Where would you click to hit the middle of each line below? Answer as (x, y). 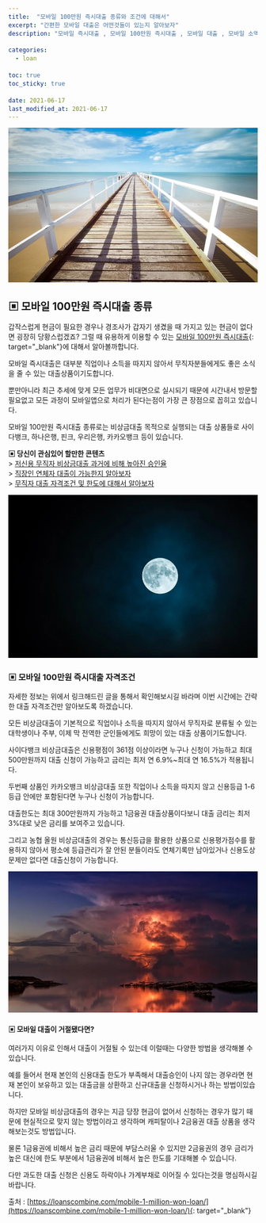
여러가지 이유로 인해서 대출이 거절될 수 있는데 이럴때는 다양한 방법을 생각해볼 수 (131, 1048)
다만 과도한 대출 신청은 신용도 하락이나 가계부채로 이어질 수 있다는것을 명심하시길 (133, 1175)
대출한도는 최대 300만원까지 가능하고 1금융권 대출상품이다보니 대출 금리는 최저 (129, 813)
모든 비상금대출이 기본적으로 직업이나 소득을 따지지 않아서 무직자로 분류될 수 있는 (133, 723)
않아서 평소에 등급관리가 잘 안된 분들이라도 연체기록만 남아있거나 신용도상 (142, 850)
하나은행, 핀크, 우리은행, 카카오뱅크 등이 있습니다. (107, 437)
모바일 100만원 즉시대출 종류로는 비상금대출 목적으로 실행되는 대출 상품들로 (124, 427)
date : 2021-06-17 (37, 100)
